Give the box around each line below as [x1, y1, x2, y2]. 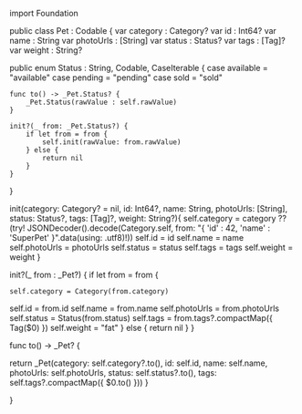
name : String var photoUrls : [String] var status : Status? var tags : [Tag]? [9, 36, 286, 46]
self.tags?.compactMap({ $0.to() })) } [9, 378, 149, 388]
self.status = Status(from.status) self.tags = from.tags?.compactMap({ [9, 313, 274, 323]
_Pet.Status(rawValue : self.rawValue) [26, 98, 178, 107]
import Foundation [9, 8, 79, 18]
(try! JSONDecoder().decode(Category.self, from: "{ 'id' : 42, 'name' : [9, 223, 271, 233]
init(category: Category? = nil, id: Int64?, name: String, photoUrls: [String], [9, 203, 288, 213]
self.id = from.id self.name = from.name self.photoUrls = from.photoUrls [9, 303, 280, 314]
